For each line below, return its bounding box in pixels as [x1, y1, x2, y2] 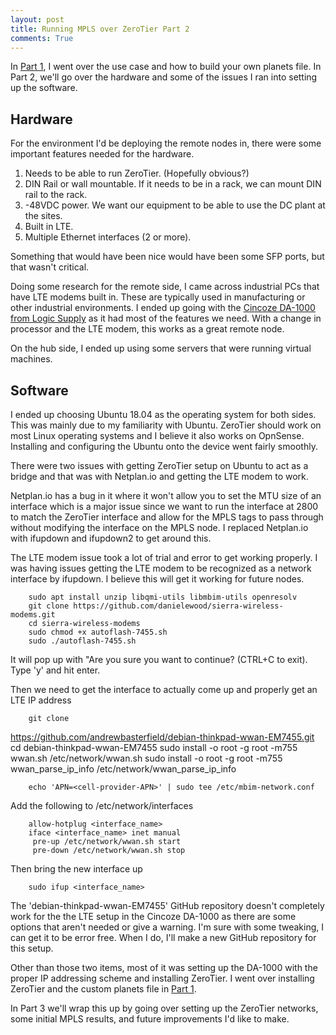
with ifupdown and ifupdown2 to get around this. [10, 532, 212, 544]
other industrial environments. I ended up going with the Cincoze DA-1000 [10, 302, 316, 314]
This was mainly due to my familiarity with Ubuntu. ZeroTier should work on [10, 419, 322, 431]
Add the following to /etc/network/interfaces [10, 800, 194, 811]
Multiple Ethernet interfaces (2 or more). [24, 231, 192, 243]
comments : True [10, 33, 74, 43]
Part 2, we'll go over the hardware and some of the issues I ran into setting [10, 71, 318, 83]
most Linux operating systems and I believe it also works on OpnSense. [10, 430, 305, 441]
